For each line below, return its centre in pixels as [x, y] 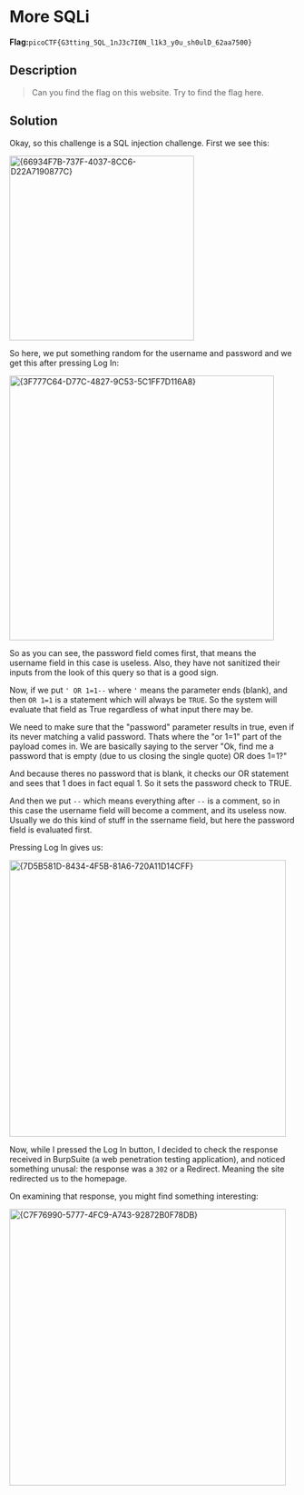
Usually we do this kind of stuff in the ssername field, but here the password [152, 820]
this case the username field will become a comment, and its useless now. [148, 810]
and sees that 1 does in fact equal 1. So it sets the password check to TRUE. [151, 782]
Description [43, 70]
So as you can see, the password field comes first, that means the [133, 653]
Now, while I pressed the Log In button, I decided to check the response [144, 1149]
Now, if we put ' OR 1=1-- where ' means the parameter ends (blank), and [148, 690]
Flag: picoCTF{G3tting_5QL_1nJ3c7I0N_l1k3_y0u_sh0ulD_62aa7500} [131, 42]
